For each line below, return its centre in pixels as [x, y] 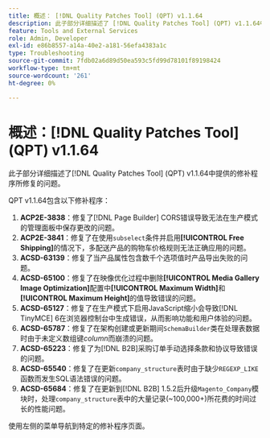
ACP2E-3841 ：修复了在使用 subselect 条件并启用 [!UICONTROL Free [132, 238]
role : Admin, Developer [48, 38]
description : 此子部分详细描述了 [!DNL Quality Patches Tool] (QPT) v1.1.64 [134, 23]
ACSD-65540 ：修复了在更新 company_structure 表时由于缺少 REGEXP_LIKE [139, 369]
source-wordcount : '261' [50, 76]
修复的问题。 [43, 184]
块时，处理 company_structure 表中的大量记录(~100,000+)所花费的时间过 [138, 399]
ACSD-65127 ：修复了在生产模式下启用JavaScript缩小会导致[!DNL [129, 308]
